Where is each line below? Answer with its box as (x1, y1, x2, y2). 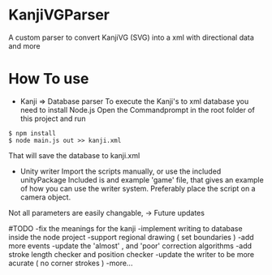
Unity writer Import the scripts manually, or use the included (19, 166, 222, 176)
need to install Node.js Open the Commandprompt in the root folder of (19, 105, 256, 114)
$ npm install (8, 129, 57, 137)
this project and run (19, 114, 86, 123)
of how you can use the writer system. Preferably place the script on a (19, 183, 256, 193)
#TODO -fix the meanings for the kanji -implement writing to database (8, 223, 243, 233)
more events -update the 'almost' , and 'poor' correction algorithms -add (8, 241, 253, 251)
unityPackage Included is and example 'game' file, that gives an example (19, 174, 264, 184)
